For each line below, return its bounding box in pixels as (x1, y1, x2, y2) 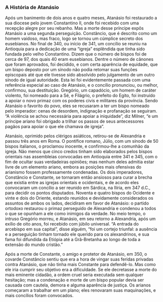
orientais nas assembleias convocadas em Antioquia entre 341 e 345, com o (5, 154, 158, 160)
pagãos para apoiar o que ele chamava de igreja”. (5, 124, 105, 130)
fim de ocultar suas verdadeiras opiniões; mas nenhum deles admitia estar (5, 159, 154, 165)
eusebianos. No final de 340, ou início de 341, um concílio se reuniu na (5, 41, 147, 47)
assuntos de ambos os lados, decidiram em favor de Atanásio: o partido (5, 200, 149, 206)
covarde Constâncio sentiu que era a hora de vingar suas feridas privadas (5, 256, 154, 262)
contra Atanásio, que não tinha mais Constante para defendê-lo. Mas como (5, 262, 156, 267)
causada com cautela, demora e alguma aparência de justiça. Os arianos (5, 282, 151, 288)
